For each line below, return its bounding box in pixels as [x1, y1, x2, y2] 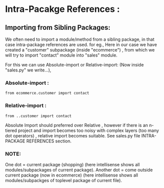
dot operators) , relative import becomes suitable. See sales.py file [5, 132, 141, 138]
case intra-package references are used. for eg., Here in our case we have [5, 42, 157, 48]
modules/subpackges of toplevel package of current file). [5, 177, 123, 183]
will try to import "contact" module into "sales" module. [5, 52, 118, 58]
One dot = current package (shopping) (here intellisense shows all [5, 161, 140, 167]
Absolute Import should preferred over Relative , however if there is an [5, 122, 148, 128]
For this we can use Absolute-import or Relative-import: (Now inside [5, 62, 144, 67]
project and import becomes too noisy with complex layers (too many [18, 127, 159, 133]
